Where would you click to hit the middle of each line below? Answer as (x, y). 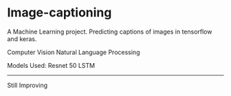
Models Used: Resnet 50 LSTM (51, 65)
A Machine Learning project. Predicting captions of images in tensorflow (110, 32)
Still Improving (27, 85)
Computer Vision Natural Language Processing (74, 52)
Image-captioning (59, 13)
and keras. (22, 38)
